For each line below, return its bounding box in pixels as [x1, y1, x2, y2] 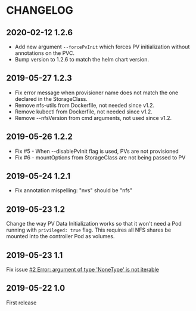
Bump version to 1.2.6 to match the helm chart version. [14, 56, 149, 63]
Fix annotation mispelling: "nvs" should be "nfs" [14, 187, 133, 194]
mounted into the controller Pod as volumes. [6, 233, 115, 240]
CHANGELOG [6, 4, 73, 17]
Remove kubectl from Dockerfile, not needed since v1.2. [14, 108, 153, 115]
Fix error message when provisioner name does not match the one [14, 89, 179, 96]
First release [6, 299, 37, 306]
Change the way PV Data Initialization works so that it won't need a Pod [6, 220, 182, 227]
